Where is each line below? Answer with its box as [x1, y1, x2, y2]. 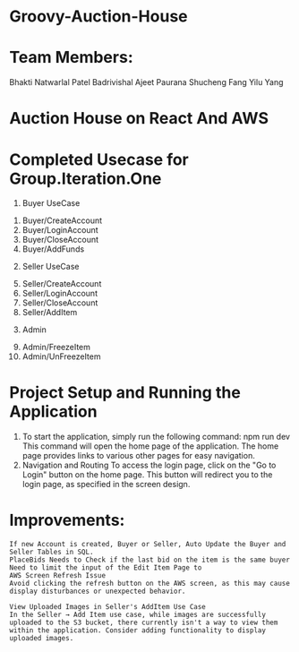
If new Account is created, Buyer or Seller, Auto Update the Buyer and [9, 540, 286, 549]
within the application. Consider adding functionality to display [9, 626, 267, 635]
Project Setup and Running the [9, 382, 242, 403]
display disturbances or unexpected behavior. [9, 587, 186, 596]
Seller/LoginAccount [21, 288, 98, 299]
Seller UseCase [21, 262, 80, 272]
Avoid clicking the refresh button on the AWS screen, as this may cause [9, 579, 291, 588]
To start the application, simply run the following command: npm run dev [21, 432, 291, 442]
